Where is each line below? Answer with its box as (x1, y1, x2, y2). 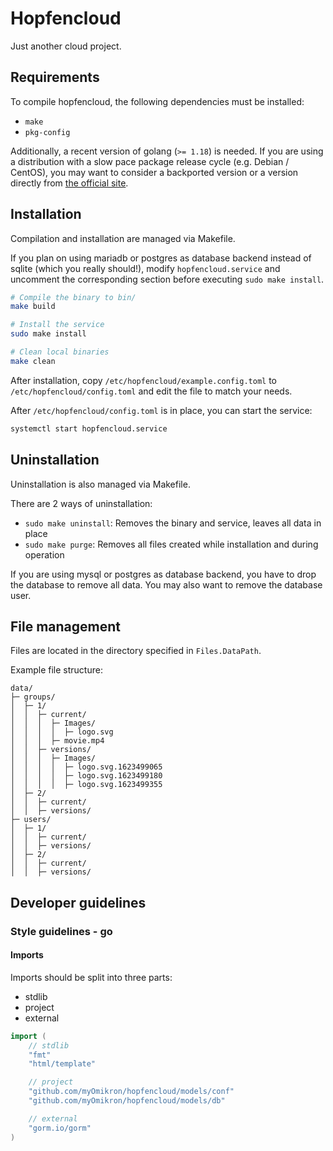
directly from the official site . (10, 177, 129, 189)
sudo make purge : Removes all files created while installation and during (24, 538, 319, 550)
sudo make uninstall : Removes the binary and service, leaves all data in (24, 517, 322, 529)
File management (10, 618, 122, 635)
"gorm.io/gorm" (28, 1123, 92, 1133)
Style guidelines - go (10, 924, 113, 938)
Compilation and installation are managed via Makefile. (10, 232, 236, 244)
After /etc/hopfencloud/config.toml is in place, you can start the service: (10, 404, 313, 416)
